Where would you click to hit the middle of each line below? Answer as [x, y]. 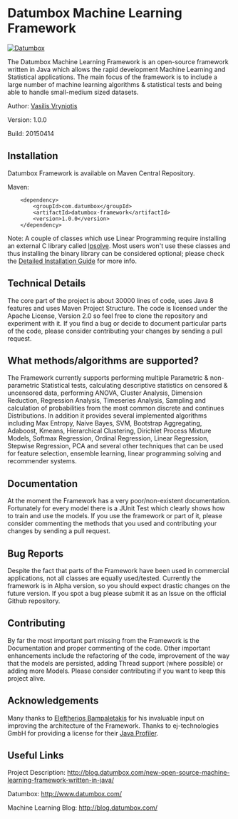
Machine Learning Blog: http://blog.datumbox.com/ [83, 808]
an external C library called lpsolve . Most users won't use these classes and [119, 246]
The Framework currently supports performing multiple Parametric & [108, 378]
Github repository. [34, 601]
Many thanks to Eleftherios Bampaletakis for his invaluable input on [106, 718]
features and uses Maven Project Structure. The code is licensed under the [118, 308]
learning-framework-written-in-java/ [61, 780]
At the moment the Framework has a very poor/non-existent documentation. [119, 501]
